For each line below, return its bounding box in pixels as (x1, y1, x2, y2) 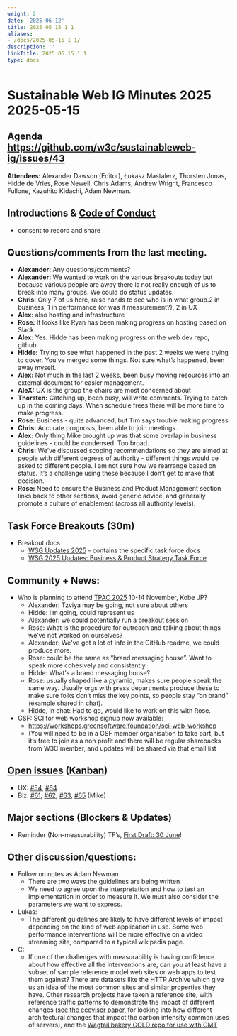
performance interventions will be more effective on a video (28, 930, 203, 939)
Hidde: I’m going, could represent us (28, 609, 134, 616)
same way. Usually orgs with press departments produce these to (28, 684, 220, 692)
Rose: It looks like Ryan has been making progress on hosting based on (17, 318, 226, 327)
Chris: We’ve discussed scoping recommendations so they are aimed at (17, 447, 228, 455)
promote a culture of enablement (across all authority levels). (17, 499, 196, 508)
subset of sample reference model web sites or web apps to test (28, 968, 216, 976)
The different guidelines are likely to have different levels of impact (28, 915, 223, 924)
